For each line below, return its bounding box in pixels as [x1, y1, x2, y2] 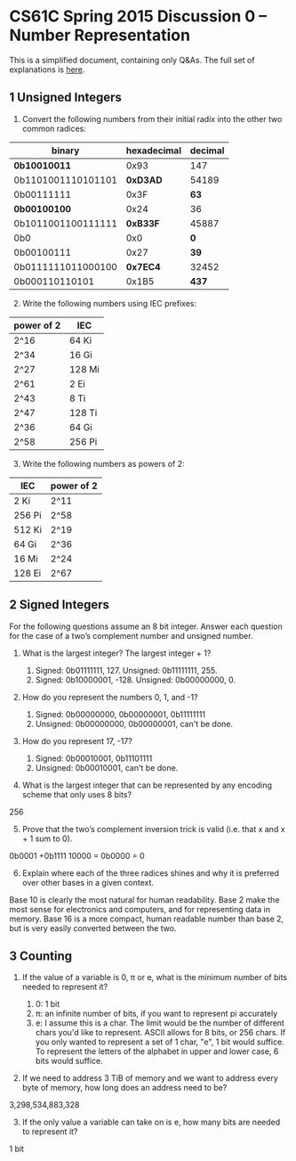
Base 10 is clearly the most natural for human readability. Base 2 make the [9, 894, 280, 905]
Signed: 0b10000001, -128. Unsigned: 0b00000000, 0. [35, 675, 236, 685]
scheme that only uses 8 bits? [21, 789, 132, 799]
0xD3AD [125, 174, 163, 186]
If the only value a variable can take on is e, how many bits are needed [21, 1116, 281, 1128]
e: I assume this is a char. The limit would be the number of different [35, 1018, 284, 1028]
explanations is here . [9, 64, 85, 75]
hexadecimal [125, 144, 182, 157]
